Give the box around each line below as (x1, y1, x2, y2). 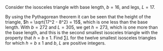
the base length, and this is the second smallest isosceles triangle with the (5, 30, 158, 35)
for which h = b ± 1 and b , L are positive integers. (5, 40, 106, 46)
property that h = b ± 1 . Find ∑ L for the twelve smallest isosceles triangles (5, 35, 157, 41)
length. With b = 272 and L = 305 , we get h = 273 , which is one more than (5, 24, 158, 30)
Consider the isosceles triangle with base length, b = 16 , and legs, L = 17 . (5, 4, 156, 10)
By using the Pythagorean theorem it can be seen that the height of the (5, 14, 151, 19)
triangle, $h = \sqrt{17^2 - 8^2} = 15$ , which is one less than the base (5, 19, 148, 25)
